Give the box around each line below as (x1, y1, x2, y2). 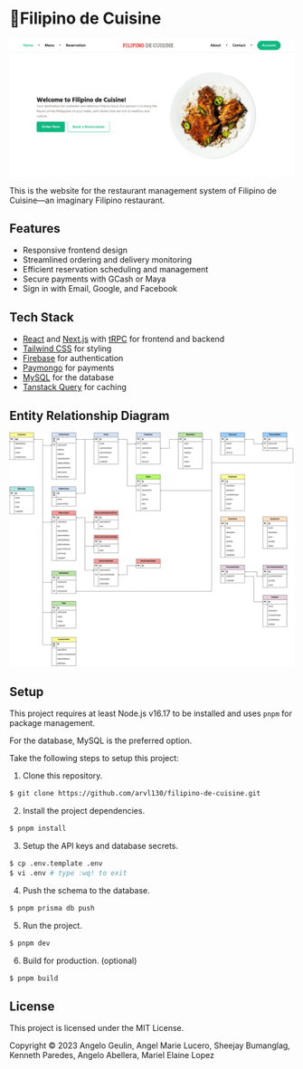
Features (9, 221, 61, 236)
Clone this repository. (22, 770, 103, 781)
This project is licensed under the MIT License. (9, 1023, 185, 1034)
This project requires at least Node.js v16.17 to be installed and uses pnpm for (9, 708, 292, 719)
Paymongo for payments (22, 362, 115, 374)
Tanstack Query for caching (22, 382, 127, 393)
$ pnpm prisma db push (9, 903, 95, 912)
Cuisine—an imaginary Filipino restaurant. (9, 195, 166, 205)
